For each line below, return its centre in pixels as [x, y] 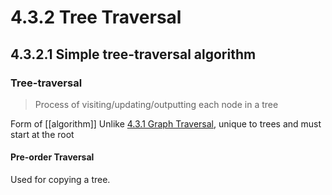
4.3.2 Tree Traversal [96, 17]
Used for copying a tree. [60, 180]
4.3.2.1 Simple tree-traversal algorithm [133, 54]
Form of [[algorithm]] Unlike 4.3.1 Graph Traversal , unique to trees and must [166, 123]
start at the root [42, 134]
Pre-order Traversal [52, 157]
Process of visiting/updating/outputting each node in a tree [156, 104]
